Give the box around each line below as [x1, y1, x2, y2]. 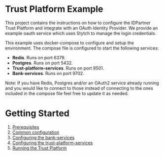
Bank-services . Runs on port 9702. [12, 70, 85, 76]
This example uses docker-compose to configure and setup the [5, 39, 134, 45]
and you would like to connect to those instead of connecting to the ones [5, 85, 154, 91]
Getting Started [5, 108, 70, 119]
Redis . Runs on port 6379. [12, 54, 66, 60]
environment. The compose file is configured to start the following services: [5, 45, 159, 51]
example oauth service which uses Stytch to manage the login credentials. [5, 30, 157, 36]
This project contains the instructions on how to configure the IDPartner [5, 20, 151, 26]
